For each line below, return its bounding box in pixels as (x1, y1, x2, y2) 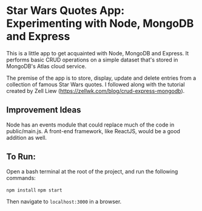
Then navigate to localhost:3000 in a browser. (6, 198, 122, 205)
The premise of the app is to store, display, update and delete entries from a (6, 74, 197, 81)
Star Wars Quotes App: (6, 4, 125, 18)
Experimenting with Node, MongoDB (6, 16, 194, 30)
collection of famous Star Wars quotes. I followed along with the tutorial (6, 80, 185, 88)
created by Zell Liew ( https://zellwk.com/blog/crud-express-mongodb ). (6, 87, 185, 94)
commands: (6, 174, 36, 181)
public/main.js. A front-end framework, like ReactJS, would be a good (6, 127, 181, 134)
